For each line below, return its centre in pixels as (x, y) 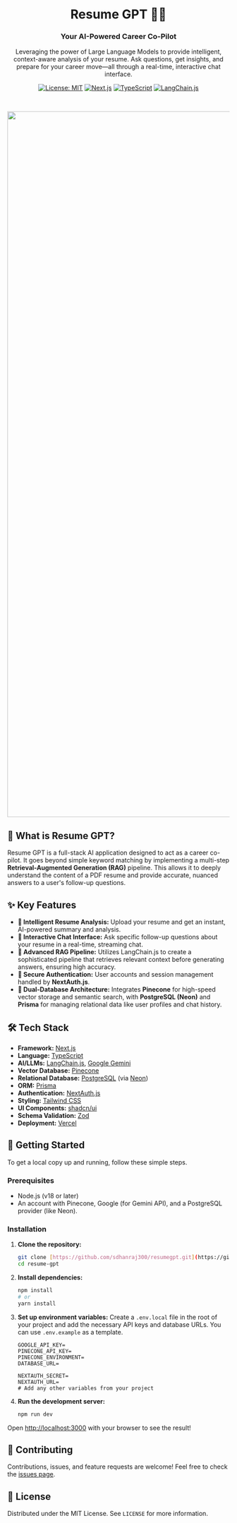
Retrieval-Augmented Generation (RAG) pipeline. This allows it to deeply (114, 868)
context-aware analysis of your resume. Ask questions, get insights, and (119, 59)
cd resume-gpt (38, 1264)
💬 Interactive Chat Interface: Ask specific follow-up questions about (117, 937)
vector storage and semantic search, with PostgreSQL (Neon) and (114, 997)
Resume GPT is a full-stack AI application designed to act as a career (108, 853)
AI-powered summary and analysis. (69, 929)
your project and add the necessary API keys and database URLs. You (119, 1324)
